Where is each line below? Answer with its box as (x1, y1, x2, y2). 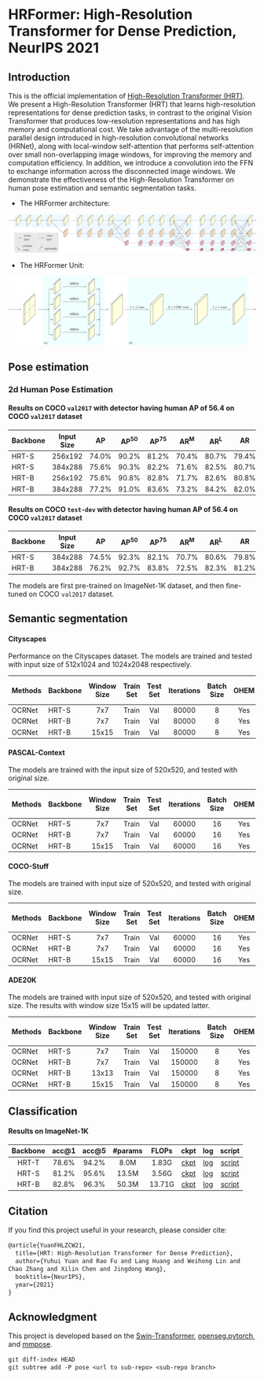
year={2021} (15, 1281, 55, 1289)
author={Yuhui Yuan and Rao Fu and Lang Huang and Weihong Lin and (15, 1258, 241, 1266)
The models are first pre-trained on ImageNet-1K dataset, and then (8, 580, 225, 590)
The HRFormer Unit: (19, 260, 85, 269)
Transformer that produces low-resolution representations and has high (8, 117, 240, 125)
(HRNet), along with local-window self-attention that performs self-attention (8, 142, 254, 150)
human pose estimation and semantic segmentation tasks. (8, 183, 196, 192)
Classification (8, 1104, 78, 1118)
